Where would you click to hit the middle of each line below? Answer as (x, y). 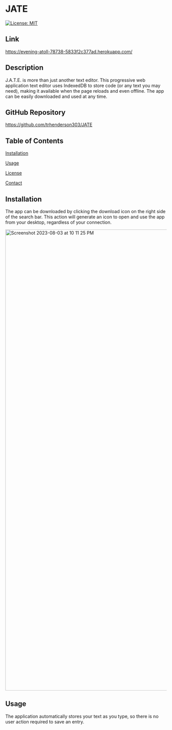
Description (24, 68)
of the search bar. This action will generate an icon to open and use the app (85, 217)
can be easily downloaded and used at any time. (56, 96)
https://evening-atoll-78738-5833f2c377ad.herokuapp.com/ (69, 51)
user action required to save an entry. (45, 722)
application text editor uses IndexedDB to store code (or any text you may (83, 86)
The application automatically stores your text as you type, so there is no (82, 716)
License (14, 173)
